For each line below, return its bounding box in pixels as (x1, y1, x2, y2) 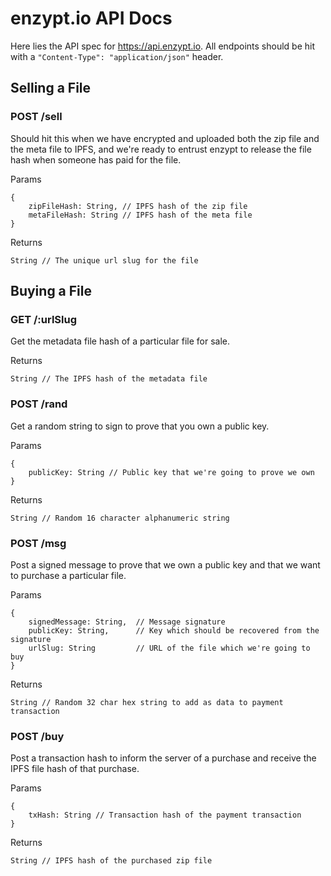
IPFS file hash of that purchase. (10, 763, 140, 775)
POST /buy (10, 729, 65, 743)
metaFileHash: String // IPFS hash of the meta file (28, 210, 253, 220)
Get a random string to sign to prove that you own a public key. (10, 420, 270, 432)
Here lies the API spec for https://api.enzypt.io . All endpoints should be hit (10, 40, 315, 52)
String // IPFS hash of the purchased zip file (10, 856, 213, 866)
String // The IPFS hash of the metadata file (10, 374, 208, 384)
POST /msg (10, 536, 67, 550)
